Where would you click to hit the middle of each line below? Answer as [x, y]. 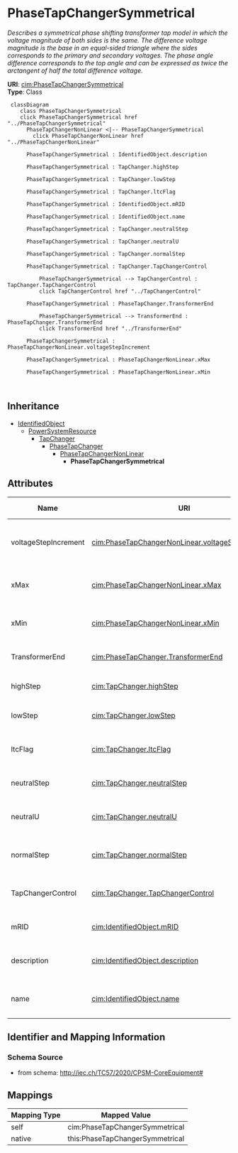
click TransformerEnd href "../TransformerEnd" [110, 328]
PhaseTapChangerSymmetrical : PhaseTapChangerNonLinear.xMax [118, 359]
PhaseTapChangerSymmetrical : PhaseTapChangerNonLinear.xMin [118, 372]
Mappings [30, 1095]
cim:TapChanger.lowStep [134, 715]
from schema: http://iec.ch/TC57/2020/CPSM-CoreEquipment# [110, 1073]
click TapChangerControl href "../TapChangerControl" [120, 291]
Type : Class [25, 92]
